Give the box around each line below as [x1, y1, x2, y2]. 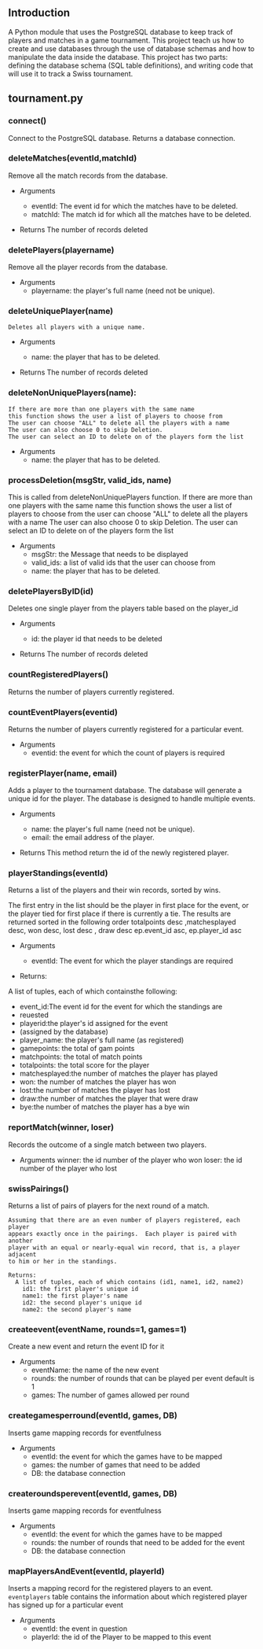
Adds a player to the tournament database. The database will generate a [8, 786, 242, 795]
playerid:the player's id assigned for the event [19, 1019, 168, 1028]
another [8, 1237, 34, 1245]
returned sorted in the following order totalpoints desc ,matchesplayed [8, 917, 237, 927]
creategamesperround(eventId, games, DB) [8, 1410, 178, 1421]
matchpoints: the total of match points [19, 1052, 143, 1061]
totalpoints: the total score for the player [19, 1061, 150, 1070]
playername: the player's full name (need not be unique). [31, 286, 215, 296]
